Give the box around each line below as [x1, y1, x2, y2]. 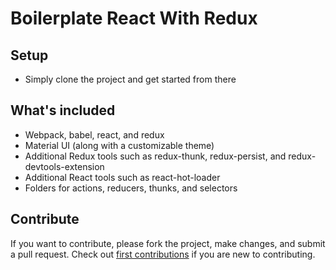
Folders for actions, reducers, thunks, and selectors [24, 182, 238, 194]
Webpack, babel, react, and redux [24, 128, 165, 141]
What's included [10, 102, 116, 119]
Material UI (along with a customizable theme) [24, 139, 215, 151]
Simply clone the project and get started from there [24, 73, 237, 85]
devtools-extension [24, 160, 105, 172]
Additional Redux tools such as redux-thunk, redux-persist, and [24, 150, 287, 162]
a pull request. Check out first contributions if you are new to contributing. [10, 248, 316, 260]
